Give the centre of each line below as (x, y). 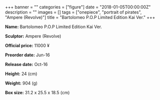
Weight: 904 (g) (21, 83)
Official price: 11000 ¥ (27, 45)
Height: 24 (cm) (21, 74)
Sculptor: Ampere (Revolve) (33, 36)
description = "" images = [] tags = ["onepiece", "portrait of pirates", (73, 12)
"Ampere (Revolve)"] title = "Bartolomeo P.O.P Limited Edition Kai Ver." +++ (80, 17)
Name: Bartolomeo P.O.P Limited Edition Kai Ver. (53, 27)
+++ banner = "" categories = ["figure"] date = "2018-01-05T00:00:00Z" (78, 7)
